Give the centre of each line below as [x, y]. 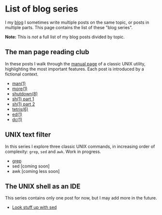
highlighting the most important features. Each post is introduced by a [74, 69]
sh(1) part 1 [23, 99]
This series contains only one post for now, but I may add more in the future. [81, 198]
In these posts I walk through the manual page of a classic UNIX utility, [75, 63]
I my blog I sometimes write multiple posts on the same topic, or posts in [77, 22]
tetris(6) [20, 109]
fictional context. [22, 74]
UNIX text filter [28, 135]
